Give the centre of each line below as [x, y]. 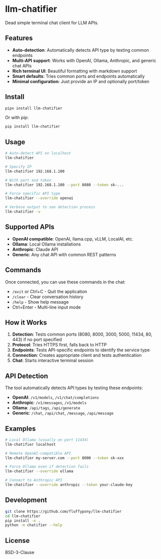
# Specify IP [18, 167]
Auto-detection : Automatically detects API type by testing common [80, 50]
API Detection [27, 376]
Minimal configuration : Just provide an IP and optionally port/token [81, 81]
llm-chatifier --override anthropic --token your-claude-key [69, 485]
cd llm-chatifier [23, 516]
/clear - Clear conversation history [48, 297]
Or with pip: [17, 118]
